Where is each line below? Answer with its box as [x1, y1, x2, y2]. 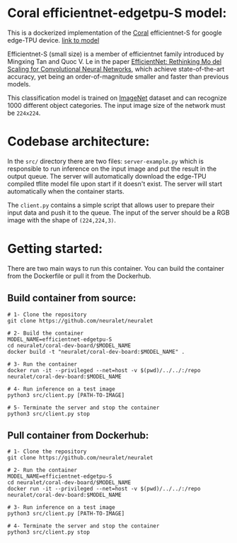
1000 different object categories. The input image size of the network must [7, 101, 226, 109]
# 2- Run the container [7, 466, 78, 474]
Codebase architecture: [7, 133, 150, 150]
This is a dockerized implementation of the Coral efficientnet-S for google [7, 28, 222, 37]
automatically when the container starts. [7, 186, 125, 196]
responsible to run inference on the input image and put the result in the [7, 164, 217, 173]
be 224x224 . [7, 108, 41, 117]
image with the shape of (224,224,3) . [7, 215, 117, 224]
